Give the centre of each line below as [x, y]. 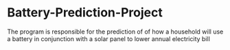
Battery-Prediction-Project [85, 13]
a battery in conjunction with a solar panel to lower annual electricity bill [109, 38]
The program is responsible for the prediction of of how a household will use [115, 32]
